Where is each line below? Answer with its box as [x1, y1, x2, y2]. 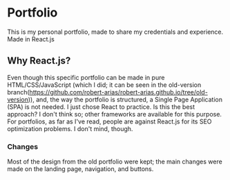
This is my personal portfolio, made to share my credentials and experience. [7, 28, 224, 36]
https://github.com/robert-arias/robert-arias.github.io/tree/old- [29, 88, 209, 96]
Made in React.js [7, 34, 55, 43]
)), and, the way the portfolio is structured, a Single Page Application [28, 95, 223, 103]
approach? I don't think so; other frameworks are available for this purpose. [7, 110, 222, 118]
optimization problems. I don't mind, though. [7, 124, 133, 132]
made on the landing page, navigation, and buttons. [7, 165, 154, 173]
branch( [7, 88, 30, 96]
